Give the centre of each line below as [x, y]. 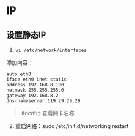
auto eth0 [19, 74]
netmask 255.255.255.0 [35, 90]
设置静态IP [26, 35]
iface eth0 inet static [37, 80]
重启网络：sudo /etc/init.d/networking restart [72, 126]
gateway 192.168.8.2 [33, 96]
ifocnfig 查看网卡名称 [48, 113]
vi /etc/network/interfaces [51, 50]
